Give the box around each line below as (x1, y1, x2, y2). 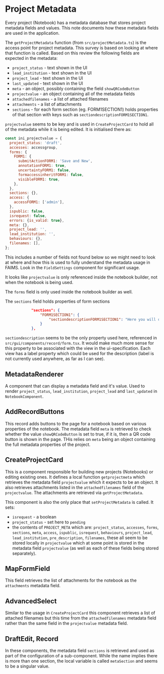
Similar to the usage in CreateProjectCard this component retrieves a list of (5, 610, 155, 616)
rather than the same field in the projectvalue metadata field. (5, 621, 128, 626)
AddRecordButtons (5, 408, 64, 416)
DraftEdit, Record (5, 634, 59, 643)
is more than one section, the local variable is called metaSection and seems (5, 658, 158, 664)
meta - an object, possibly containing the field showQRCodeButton (12, 85, 140, 91)
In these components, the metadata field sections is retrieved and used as (5, 648, 155, 653)
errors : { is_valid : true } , (9, 218, 64, 223)
